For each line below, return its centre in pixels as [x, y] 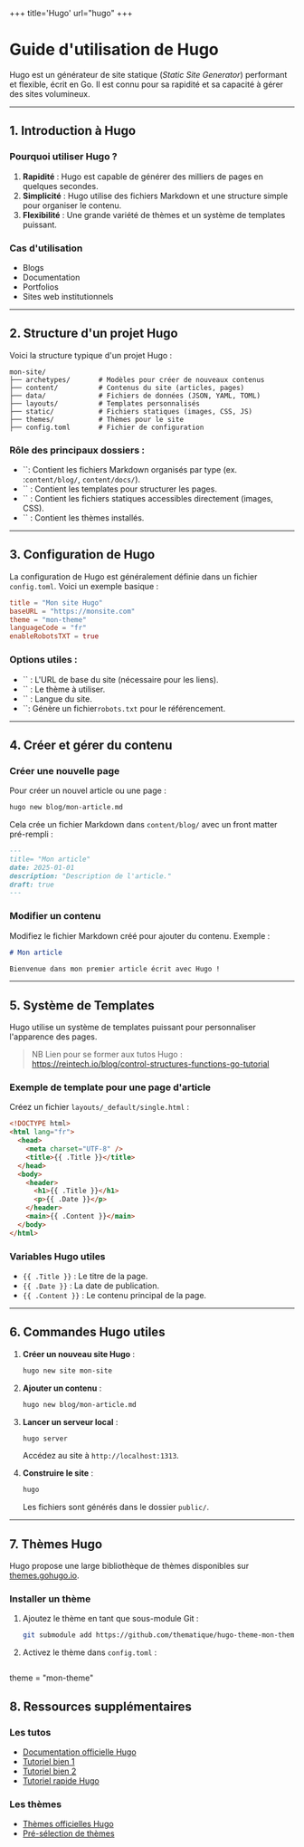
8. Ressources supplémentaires [100, 1706]
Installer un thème [50, 1599]
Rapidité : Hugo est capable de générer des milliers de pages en [143, 177]
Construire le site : [58, 1473]
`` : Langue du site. [57, 699]
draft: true [32, 885]
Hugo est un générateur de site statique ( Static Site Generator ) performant [148, 74]
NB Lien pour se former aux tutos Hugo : [107, 1055]
